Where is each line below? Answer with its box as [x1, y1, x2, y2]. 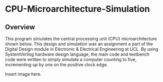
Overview [5, 23, 36, 31]
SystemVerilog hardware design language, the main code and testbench [5, 51, 150, 57]
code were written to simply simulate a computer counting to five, [5, 57, 137, 62]
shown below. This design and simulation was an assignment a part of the [5, 41, 153, 47]
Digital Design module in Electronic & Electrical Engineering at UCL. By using [5, 46, 159, 52]
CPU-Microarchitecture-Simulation [5, 3, 150, 15]
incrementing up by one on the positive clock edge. [5, 62, 108, 67]
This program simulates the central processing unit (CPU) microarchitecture [5, 36, 157, 41]
